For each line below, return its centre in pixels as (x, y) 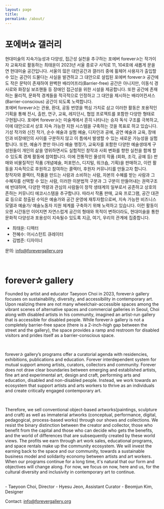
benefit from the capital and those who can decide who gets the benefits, (79, 430)
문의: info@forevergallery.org (34, 251)
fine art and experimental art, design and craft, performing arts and (73, 375)
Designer (14, 492)
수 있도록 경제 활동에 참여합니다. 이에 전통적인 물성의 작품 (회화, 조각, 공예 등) (79, 156)
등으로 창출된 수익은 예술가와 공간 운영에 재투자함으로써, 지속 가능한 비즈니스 (83, 199)
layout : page (18, 10)
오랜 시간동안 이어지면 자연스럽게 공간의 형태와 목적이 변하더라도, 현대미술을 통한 (82, 212)
